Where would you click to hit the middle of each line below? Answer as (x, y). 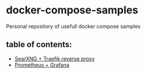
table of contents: (39, 45)
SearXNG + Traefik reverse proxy (55, 58)
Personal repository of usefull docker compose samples (73, 26)
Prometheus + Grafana (42, 65)
